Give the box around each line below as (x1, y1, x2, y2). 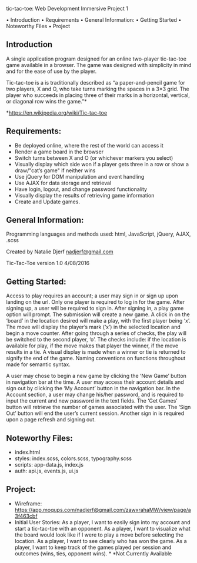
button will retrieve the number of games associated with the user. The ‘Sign (6, 404, 191, 411)
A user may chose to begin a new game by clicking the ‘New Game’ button (6, 373, 187, 380)
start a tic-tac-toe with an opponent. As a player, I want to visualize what (14, 525, 191, 532)
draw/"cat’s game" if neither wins (14, 167, 96, 174)
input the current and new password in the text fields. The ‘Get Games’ (6, 397, 178, 404)
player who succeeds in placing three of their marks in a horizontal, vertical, (6, 91, 190, 99)
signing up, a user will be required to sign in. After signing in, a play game (6, 305, 184, 312)
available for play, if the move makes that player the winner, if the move (6, 342, 179, 349)
